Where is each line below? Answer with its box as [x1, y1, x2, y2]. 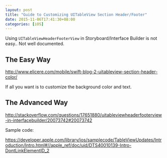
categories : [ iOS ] [5, 21, 44, 27]
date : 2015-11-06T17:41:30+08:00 [5, 17, 75, 22]
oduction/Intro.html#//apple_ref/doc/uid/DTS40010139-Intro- [5, 142, 132, 148]
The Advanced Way [5, 98, 68, 107]
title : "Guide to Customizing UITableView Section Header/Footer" [5, 12, 147, 17]
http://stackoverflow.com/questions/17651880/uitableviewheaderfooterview [5, 112, 162, 118]
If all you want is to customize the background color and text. [5, 84, 132, 90]
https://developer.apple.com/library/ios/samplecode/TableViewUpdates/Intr [5, 137, 162, 143]
